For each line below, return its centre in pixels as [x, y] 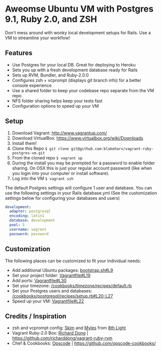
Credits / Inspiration [36, 316]
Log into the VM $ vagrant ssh [43, 178]
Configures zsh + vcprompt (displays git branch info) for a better [77, 80]
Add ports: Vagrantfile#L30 [39, 280]
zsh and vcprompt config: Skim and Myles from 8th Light [69, 328]
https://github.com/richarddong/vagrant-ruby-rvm [62, 338]
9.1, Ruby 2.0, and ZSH [51, 19]
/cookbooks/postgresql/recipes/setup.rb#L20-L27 [62, 296]
